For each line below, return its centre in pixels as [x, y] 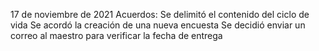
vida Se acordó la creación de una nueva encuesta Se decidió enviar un [158, 25]
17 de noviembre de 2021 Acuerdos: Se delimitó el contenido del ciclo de [160, 14]
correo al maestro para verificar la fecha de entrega [116, 35]
